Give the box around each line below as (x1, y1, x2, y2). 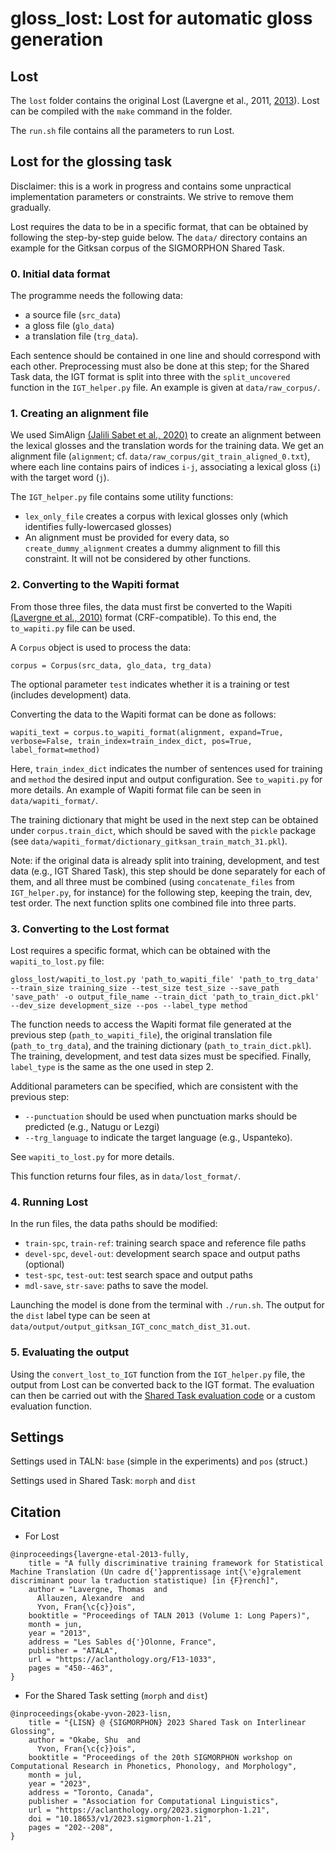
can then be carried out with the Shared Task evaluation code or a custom (10, 1389, 316, 1401)
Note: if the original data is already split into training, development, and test (10, 854, 320, 866)
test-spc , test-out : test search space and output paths (24, 1269, 253, 1281)
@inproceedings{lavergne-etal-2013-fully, (10, 1550, 190, 1560)
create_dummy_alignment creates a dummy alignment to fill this (24, 542, 281, 554)
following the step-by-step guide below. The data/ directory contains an (10, 231, 308, 243)
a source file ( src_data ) (24, 309, 122, 321)
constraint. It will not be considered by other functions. (24, 553, 252, 565)
